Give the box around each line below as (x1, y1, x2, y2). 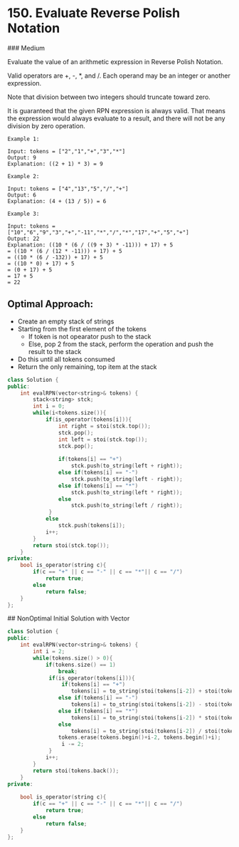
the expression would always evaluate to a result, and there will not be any (7, 114, 225, 123)
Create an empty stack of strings (17, 317, 115, 326)
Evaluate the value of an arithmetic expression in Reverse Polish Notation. (7, 57, 223, 66)
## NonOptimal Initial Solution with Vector (7, 614, 130, 623)
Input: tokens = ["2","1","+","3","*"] (7, 147, 126, 155)
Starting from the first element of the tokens (17, 324, 147, 333)
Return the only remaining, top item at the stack (17, 362, 157, 371)
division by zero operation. (7, 121, 85, 130)
